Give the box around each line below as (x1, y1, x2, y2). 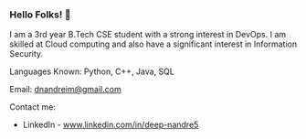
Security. (9, 48, 44, 59)
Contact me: (9, 102, 57, 112)
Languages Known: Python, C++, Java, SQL (9, 66, 175, 77)
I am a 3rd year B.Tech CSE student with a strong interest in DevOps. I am (9, 29, 287, 40)
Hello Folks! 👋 (9, 8, 71, 21)
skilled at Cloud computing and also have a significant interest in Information (9, 38, 298, 49)
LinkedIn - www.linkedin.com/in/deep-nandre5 (22, 119, 199, 131)
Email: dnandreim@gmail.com (9, 84, 121, 95)
